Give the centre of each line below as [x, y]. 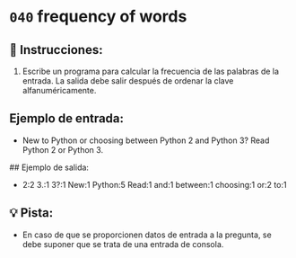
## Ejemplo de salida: [49, 167]
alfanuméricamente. [59, 90]
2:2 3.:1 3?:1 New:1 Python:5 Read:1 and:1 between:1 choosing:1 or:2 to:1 [154, 184]
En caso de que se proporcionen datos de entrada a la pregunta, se [147, 235]
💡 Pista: [31, 213]
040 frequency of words [98, 17]
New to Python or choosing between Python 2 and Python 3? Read [146, 140]
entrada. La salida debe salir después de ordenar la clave [128, 81]
